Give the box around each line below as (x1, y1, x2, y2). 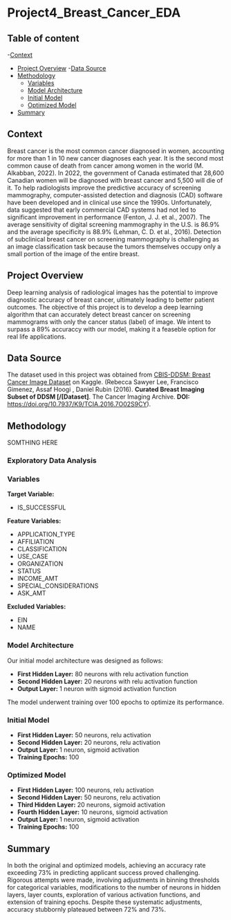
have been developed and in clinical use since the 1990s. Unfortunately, (7, 198, 212, 206)
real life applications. (7, 332, 67, 341)
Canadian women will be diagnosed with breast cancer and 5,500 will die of (7, 176, 223, 184)
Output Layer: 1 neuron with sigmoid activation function (17, 684, 177, 693)
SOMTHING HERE (7, 438, 58, 447)
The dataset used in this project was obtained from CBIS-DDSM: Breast (7, 370, 211, 379)
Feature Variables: (7, 517, 62, 525)
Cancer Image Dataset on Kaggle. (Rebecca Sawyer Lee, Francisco (7, 378, 199, 386)
